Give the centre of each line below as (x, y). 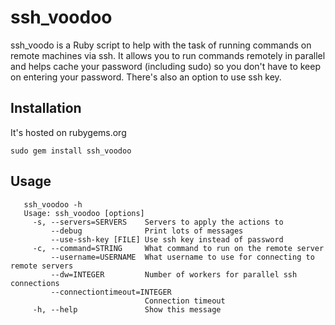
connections (35, 283)
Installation (46, 108)
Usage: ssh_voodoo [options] (84, 213)
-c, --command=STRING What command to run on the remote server (178, 248)
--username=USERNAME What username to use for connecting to (182, 257)
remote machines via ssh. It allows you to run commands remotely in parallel (168, 55)
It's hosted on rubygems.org (68, 132)
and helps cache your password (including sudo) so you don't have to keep (165, 66)
